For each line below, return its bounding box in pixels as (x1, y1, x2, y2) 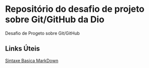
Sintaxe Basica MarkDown (5, 58, 58, 64)
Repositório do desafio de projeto (5, 3, 145, 15)
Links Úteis (5, 44, 40, 53)
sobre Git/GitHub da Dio (5, 14, 105, 25)
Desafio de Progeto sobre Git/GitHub (5, 30, 80, 36)
